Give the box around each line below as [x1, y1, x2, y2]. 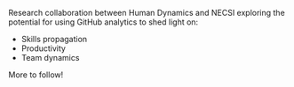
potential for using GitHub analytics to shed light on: [8, 17, 199, 27]
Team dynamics [20, 53, 80, 62]
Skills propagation [20, 34, 88, 44]
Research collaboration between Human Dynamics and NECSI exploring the [8, 8, 285, 18]
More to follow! [8, 69, 64, 80]
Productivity [20, 43, 66, 54]
